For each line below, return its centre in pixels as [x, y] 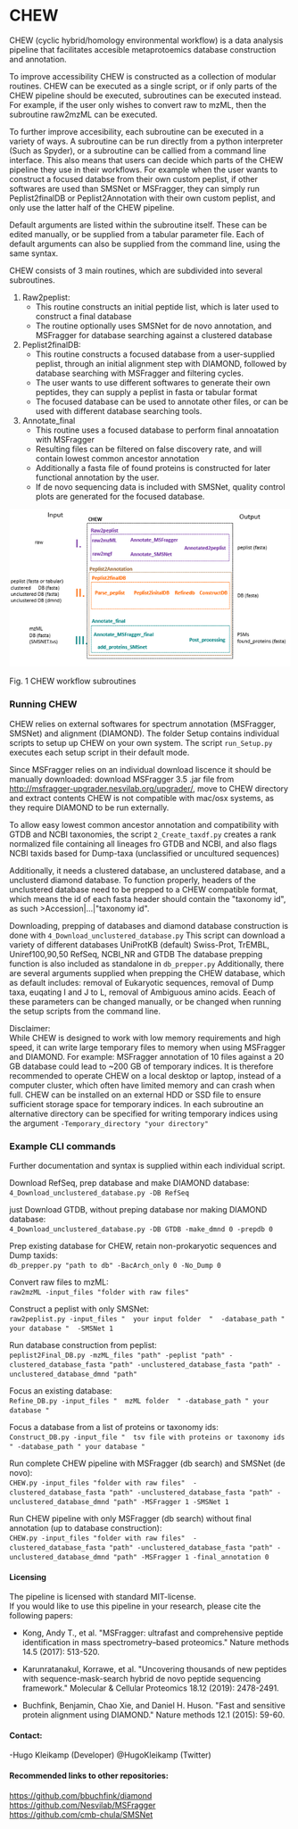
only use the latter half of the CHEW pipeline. [92, 207]
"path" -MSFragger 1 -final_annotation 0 [191, 1557]
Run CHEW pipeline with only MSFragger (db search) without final [130, 1519]
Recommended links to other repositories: [89, 1775]
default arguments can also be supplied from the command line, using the [145, 244]
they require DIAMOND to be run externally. [89, 807]
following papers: [41, 1616]
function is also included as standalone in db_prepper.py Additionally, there [147, 964]
